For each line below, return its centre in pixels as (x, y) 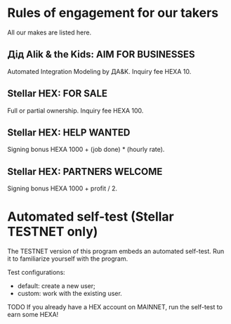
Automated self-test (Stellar (91, 217)
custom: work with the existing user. (70, 294)
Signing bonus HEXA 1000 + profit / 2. (62, 188)
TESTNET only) (53, 232)
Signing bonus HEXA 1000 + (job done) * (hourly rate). (86, 150)
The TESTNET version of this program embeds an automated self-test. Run (116, 252)
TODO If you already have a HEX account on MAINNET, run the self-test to (115, 307)
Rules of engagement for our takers (113, 13)
